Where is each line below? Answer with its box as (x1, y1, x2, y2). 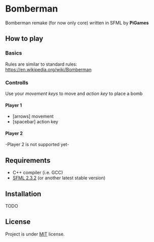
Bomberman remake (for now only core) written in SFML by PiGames (5, 20, 149, 26)
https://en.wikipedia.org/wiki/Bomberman (5, 66, 92, 72)
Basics (5, 50, 22, 57)
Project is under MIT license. (5, 231, 65, 237)
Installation (5, 189, 41, 198)
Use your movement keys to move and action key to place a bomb (5, 90, 143, 96)
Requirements (5, 156, 50, 165)
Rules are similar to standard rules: (5, 61, 77, 67)
